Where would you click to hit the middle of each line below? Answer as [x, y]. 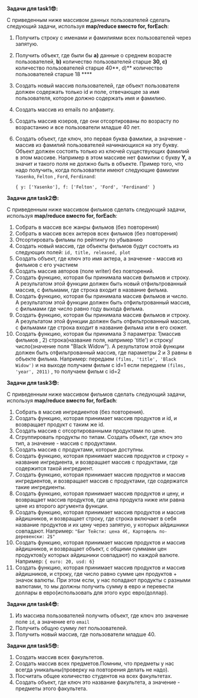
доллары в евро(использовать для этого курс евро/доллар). [92, 593]
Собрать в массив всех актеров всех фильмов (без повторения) [97, 233]
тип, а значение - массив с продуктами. [66, 443]
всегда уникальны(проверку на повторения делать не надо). [92, 670]
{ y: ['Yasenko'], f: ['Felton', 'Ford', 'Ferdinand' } [85, 187]
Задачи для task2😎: [33, 198]
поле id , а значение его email [52, 622]
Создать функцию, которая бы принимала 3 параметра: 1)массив [98, 334]
